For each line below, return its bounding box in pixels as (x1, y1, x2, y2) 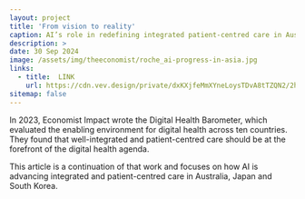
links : (9, 65, 34, 74)
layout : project (9, 13, 71, 23)
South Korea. (9, 180, 58, 191)
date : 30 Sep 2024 (9, 47, 79, 56)
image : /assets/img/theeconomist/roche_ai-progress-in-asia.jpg (9, 55, 258, 65)
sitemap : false (9, 89, 67, 98)
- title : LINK (17, 73, 75, 82)
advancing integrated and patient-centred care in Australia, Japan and (9, 170, 272, 182)
